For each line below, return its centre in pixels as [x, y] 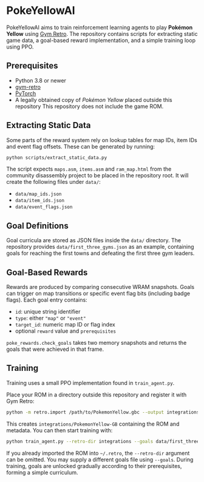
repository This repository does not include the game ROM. [89, 106]
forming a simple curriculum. [42, 472]
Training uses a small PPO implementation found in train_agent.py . [90, 382]
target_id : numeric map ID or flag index [65, 325]
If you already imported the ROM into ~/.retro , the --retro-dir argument [98, 453]
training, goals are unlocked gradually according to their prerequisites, [94, 466]
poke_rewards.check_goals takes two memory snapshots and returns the [97, 343]
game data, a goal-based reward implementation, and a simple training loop [101, 40]
